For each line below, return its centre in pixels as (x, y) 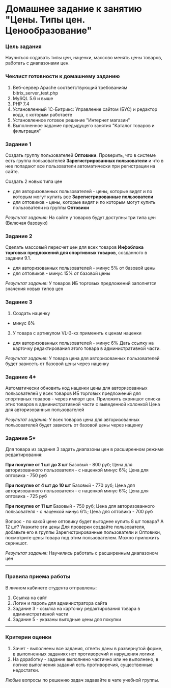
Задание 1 (18, 144)
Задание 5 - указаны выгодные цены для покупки (67, 619)
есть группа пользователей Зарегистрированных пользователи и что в (84, 161)
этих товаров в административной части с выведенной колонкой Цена (83, 404)
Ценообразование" (49, 31)
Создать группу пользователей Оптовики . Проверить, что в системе (81, 155)
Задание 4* (21, 377)
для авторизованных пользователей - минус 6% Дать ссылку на (83, 343)
